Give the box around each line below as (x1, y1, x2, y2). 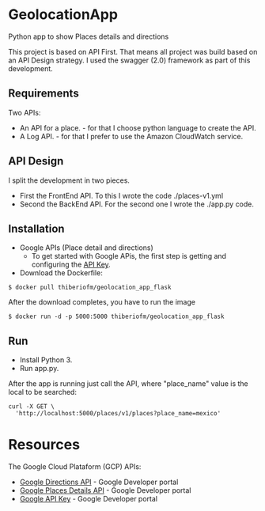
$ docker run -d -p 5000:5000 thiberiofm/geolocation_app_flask (8, 312, 225, 321)
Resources (8, 436, 81, 454)
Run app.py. (19, 364, 59, 373)
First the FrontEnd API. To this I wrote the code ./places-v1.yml (19, 191, 224, 200)
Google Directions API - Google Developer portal (19, 477, 179, 487)
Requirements (8, 87, 79, 100)
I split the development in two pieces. (8, 176, 131, 185)
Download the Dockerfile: (19, 268, 103, 278)
